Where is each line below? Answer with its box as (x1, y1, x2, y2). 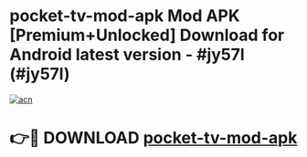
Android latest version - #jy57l (9, 45, 245, 65)
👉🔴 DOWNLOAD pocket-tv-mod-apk (9, 128, 298, 149)
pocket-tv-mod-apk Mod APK (9, 5, 240, 26)
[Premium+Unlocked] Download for (9, 25, 285, 46)
